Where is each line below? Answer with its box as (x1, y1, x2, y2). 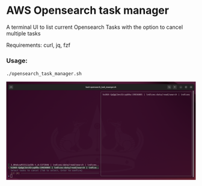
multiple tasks (6, 29, 41, 37)
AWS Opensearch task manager (6, 4, 170, 17)
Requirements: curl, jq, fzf (6, 41, 71, 49)
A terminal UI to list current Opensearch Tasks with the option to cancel (6, 23, 183, 31)
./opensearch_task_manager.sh (6, 71, 82, 77)
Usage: (6, 56, 28, 65)
